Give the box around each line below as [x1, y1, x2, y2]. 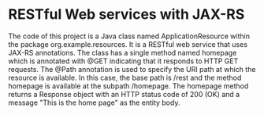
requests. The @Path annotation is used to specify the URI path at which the [8, 64, 256, 74]
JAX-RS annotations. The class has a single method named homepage [8, 48, 237, 57]
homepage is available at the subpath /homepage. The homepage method [8, 81, 249, 91]
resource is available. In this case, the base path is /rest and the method [8, 73, 242, 82]
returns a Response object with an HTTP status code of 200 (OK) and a [8, 89, 240, 99]
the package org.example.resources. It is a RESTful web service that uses [8, 39, 248, 49]
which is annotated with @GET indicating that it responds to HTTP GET [8, 56, 239, 66]
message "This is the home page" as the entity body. [8, 98, 180, 107]
